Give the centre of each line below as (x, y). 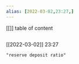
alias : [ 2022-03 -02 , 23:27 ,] (40, 11)
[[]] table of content (30, 28)
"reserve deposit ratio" (36, 55)
